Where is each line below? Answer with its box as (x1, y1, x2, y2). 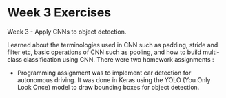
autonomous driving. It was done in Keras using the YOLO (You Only (17, 75, 211, 84)
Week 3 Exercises (7, 5, 112, 21)
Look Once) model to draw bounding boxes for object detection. (17, 83, 200, 91)
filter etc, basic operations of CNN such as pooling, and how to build (7, 48, 202, 56)
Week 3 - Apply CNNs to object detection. (7, 27, 127, 36)
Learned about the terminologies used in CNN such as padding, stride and (7, 40, 218, 49)
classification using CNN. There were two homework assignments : (23, 55, 215, 63)
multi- (203, 48, 220, 56)
